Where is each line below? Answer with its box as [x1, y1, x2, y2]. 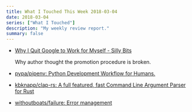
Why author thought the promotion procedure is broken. [14, 59, 151, 66]
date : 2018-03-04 [6, 14, 49, 20]
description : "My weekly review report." [6, 25, 110, 31]
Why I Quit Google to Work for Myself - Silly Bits [14, 47, 132, 54]
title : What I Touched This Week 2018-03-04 [6, 8, 118, 15]
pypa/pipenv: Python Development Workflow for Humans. [14, 70, 155, 77]
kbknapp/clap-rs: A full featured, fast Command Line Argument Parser [14, 81, 186, 89]
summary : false [6, 31, 44, 37]
